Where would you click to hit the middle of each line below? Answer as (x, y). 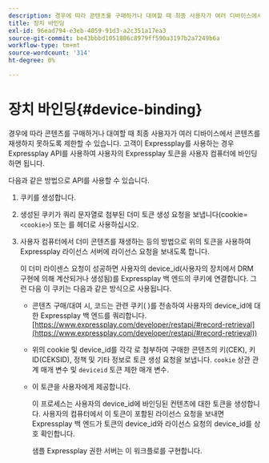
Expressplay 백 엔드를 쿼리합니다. (94, 315)
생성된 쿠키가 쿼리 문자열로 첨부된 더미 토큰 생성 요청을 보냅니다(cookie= (134, 214)
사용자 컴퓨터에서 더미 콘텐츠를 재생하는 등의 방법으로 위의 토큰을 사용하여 (135, 241)
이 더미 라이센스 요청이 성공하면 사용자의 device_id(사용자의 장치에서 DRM (137, 268)
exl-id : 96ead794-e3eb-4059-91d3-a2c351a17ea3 (87, 30)
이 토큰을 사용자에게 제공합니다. (81, 386)
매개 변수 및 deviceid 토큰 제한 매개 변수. (105, 369)
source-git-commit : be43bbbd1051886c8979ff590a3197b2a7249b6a (114, 38)
